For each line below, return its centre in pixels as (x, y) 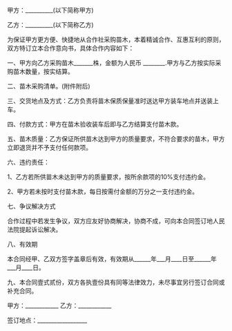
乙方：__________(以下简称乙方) (51, 25)
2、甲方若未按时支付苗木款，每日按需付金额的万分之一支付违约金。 (103, 191)
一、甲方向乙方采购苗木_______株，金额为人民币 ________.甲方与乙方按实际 (111, 63)
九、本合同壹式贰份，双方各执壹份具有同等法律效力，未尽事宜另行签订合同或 (116, 282)
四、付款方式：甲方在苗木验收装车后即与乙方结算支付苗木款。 (95, 124)
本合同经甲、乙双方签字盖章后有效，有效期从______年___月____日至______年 (112, 259)
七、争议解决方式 (31, 206)
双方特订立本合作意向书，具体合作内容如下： (71, 48)
